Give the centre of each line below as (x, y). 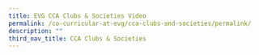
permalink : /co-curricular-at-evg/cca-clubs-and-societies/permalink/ (130, 23)
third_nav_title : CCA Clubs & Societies (78, 38)
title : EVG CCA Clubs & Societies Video (78, 16)
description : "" (36, 31)
